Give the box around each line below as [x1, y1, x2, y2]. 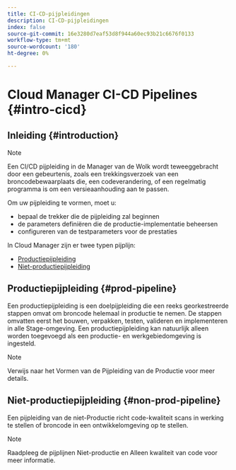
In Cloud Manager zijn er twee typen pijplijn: [7, 241, 136, 249]
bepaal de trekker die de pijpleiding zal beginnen [17, 212, 160, 220]
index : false [7, 23, 46, 30]
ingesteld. [7, 339, 37, 348]
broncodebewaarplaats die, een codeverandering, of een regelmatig [7, 177, 206, 185]
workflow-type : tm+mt [7, 37, 71, 44]
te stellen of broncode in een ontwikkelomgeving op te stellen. [7, 420, 189, 429]
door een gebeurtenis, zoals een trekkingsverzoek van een [7, 169, 179, 178]
